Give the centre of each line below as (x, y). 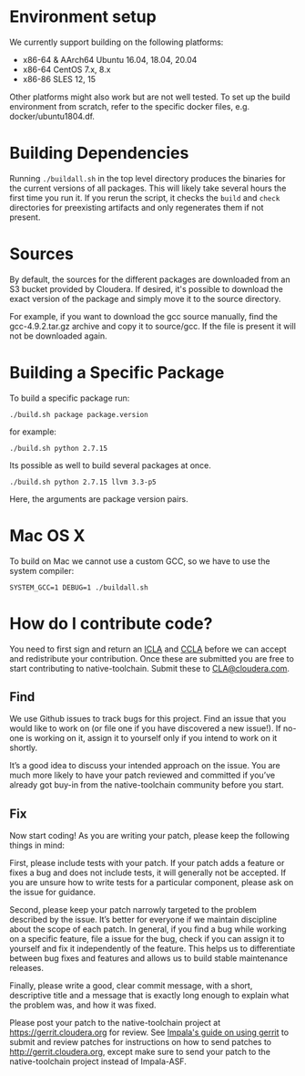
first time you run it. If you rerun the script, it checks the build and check (145, 197)
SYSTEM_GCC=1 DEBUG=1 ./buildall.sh (79, 587)
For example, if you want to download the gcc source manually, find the (144, 316)
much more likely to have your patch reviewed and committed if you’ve (142, 775)
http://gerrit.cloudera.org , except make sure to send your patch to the (140, 1052)
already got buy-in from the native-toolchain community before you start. (147, 785)
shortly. (24, 748)
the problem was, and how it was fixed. (83, 1005)
